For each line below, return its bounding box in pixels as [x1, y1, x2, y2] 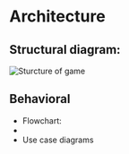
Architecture [9, 6, 106, 27]
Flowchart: [21, 115, 63, 126]
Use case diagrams [21, 134, 94, 145]
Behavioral [9, 91, 71, 107]
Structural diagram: [9, 42, 121, 57]
